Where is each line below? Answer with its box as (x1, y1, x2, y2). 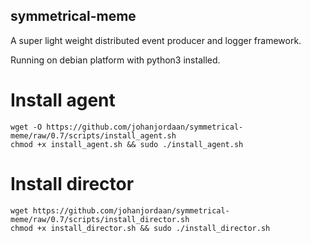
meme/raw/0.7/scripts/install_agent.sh (10, 130, 177, 141)
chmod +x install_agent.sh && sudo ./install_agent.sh (10, 139, 244, 149)
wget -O (10, 122, 43, 132)
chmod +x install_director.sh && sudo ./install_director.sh (10, 223, 271, 233)
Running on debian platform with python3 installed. (10, 54, 221, 66)
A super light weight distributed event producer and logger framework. (10, 34, 302, 46)
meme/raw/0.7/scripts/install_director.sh (10, 214, 190, 224)
